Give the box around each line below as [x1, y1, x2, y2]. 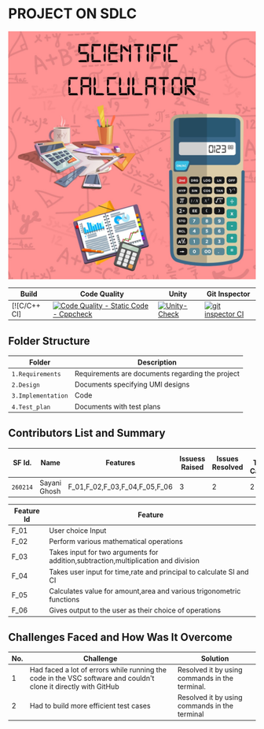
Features [105, 458, 136, 468]
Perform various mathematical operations [49, 537, 183, 546]
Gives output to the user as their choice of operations [49, 605, 222, 615]
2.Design [11, 381, 41, 389]
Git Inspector [207, 289, 251, 299]
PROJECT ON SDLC [8, 5, 137, 23]
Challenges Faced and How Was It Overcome [8, 631, 233, 644]
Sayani [38, 478, 61, 487]
